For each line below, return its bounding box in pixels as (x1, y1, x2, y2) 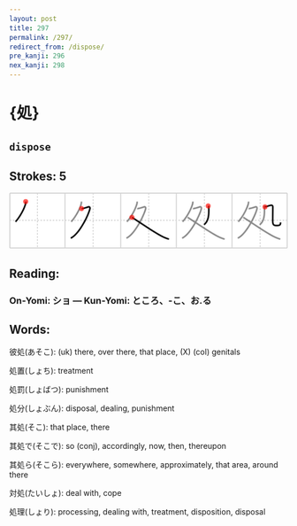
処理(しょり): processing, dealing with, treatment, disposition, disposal (9, 507, 266, 517)
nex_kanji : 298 (9, 61, 65, 70)
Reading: (9, 266, 60, 281)
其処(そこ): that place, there (9, 422, 110, 433)
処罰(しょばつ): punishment (9, 384, 109, 395)
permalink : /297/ (9, 33, 73, 42)
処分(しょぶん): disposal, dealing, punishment (9, 403, 175, 414)
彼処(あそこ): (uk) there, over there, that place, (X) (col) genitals (9, 346, 241, 358)
